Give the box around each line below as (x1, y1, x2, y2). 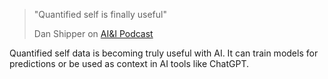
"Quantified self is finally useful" (33, 9, 167, 20)
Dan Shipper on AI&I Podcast (33, 28, 154, 39)
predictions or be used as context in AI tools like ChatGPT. (9, 58, 249, 69)
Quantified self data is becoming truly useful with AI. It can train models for (9, 47, 319, 59)
